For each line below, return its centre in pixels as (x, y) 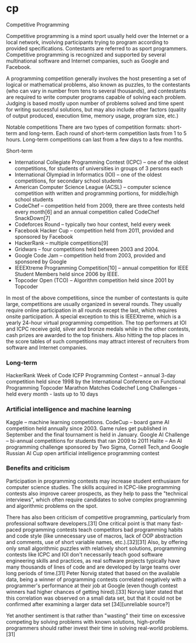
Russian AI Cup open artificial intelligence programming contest (83, 453)
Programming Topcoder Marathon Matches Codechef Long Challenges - (94, 388)
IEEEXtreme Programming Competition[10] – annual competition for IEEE (102, 267)
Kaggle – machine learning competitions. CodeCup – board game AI (88, 422)
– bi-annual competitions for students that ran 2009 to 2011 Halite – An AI (94, 441)
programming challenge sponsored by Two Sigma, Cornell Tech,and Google (97, 447)
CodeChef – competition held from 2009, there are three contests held (99, 205)
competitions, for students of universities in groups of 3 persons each (99, 168)
